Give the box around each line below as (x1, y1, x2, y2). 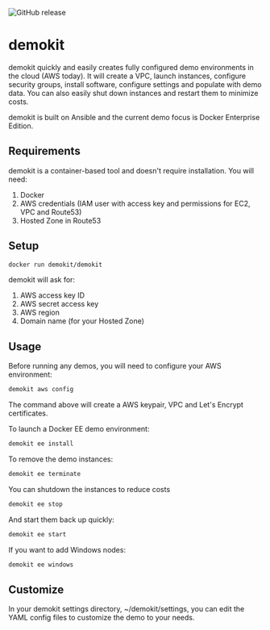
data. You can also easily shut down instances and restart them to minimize (8, 88, 259, 98)
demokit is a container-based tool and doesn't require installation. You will (8, 165, 255, 175)
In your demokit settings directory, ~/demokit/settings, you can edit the (8, 604, 245, 614)
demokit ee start (8, 530, 67, 538)
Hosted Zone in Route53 (19, 215, 102, 225)
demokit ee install (8, 440, 74, 448)
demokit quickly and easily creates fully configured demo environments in (8, 62, 254, 72)
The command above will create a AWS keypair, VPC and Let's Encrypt (8, 400, 244, 410)
